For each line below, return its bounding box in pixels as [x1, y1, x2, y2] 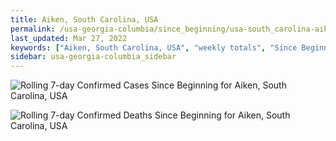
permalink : [10, 24, 56, 34]
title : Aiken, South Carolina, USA [10, 14, 159, 25]
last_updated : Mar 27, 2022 [10, 33, 128, 43]
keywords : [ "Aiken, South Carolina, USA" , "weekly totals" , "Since [10, 42, 298, 53]
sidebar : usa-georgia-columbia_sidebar [10, 52, 177, 62]
